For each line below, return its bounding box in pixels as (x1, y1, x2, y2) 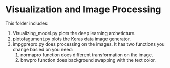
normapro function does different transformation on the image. (20, 52, 153, 58)
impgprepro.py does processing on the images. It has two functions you (12, 41, 165, 47)
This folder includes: (5, 20, 49, 26)
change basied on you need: (12, 46, 73, 52)
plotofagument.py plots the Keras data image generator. (12, 36, 131, 42)
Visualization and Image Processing (5, 4, 161, 15)
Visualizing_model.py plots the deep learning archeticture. (12, 30, 136, 36)
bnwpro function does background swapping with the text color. (20, 57, 156, 63)
